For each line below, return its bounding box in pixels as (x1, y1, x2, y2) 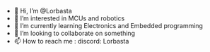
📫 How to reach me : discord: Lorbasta (13, 37, 129, 45)
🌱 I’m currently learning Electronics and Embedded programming (13, 22, 204, 30)
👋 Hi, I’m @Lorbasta (13, 7, 72, 15)
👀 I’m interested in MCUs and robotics (13, 14, 125, 22)
